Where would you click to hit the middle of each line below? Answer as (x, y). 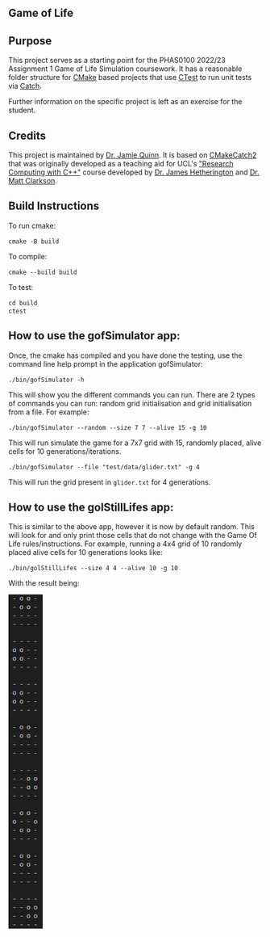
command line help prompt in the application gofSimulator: (106, 363)
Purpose (30, 41)
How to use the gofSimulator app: (94, 336)
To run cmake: (32, 225)
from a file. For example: (49, 412)
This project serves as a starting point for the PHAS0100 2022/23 (117, 61)
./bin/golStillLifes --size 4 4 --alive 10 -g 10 (93, 569)
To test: (21, 287)
